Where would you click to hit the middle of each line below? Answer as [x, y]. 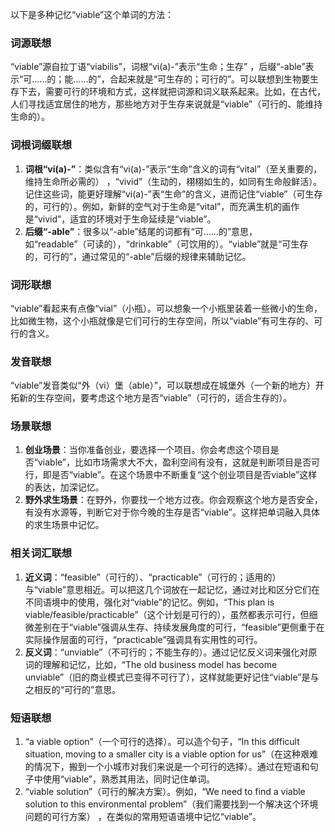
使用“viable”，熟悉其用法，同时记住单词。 [129, 779]
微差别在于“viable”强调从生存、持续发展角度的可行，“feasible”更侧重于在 [174, 627]
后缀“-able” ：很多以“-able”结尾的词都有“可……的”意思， [141, 231]
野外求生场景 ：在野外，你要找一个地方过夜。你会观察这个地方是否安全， [173, 500]
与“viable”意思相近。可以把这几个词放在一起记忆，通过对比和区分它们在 [172, 589]
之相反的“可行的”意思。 [73, 689]
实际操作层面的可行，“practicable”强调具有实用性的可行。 [143, 639]
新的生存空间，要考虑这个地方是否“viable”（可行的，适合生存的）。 [155, 398]
